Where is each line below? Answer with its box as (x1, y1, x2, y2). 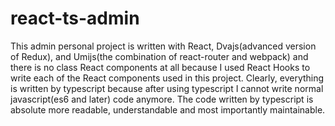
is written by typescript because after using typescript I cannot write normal (10, 82, 324, 94)
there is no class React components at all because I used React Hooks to (10, 61, 311, 73)
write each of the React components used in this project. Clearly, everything (10, 72, 325, 84)
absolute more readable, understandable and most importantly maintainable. (10, 103, 326, 116)
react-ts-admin (10, 7, 140, 30)
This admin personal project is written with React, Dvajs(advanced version (10, 40, 317, 52)
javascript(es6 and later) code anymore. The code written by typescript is (10, 93, 314, 105)
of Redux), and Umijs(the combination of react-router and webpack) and (10, 50, 309, 62)
